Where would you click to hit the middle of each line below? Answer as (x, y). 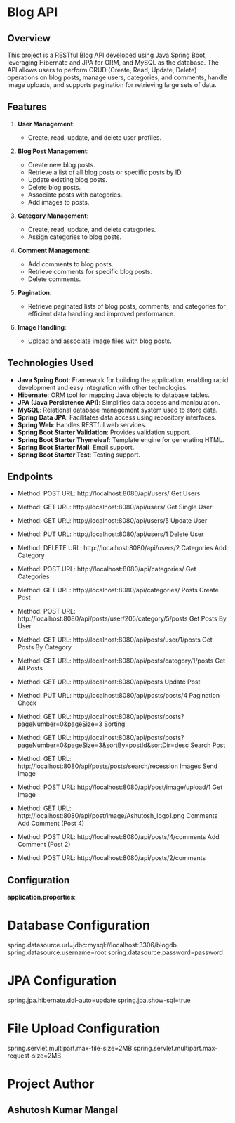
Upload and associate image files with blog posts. (100, 341)
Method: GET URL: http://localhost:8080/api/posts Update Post (109, 682)
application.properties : (41, 897)
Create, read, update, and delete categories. (92, 229)
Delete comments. (54, 279)
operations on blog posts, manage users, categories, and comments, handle (117, 77)
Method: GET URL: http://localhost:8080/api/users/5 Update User (112, 521)
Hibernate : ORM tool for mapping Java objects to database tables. (114, 395)
